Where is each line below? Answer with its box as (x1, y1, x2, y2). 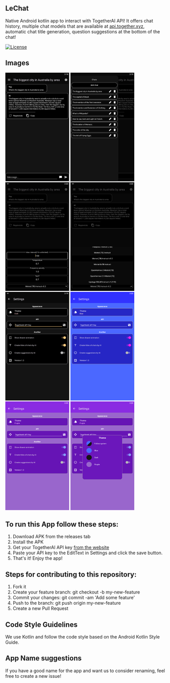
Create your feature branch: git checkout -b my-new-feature (12, 589, 140, 595)
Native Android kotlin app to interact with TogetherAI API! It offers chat (5, 17, 153, 24)
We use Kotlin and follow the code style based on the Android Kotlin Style (5, 634, 160, 640)
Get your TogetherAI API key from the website (12, 544, 110, 551)
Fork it (12, 584, 27, 590)
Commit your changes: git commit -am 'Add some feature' (12, 595, 135, 601)
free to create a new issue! (5, 673, 62, 679)
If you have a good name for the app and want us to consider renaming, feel (5, 667, 165, 674)
